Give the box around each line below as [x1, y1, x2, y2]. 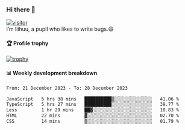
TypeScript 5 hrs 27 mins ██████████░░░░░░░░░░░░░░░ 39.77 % [6, 102, 180, 108]
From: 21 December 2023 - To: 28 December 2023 [6, 85, 128, 91]
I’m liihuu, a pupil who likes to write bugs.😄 [6, 25, 114, 32]
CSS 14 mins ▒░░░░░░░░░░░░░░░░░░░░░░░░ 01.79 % [6, 119, 180, 125]
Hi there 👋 [6, 5, 36, 14]
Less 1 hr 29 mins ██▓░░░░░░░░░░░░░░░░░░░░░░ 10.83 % [6, 107, 180, 113]
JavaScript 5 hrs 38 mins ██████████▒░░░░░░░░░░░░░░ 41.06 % [6, 96, 180, 102]
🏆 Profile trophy [6, 39, 49, 47]
